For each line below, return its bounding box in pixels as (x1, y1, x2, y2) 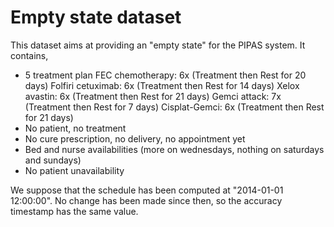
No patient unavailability (24, 164, 125, 176)
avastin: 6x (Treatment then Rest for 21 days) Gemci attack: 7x (24, 90, 282, 102)
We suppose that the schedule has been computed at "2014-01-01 (10, 184, 284, 196)
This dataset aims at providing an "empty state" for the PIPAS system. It (10, 39, 306, 51)
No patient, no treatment (24, 122, 127, 134)
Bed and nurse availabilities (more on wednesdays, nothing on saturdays (24, 143, 325, 155)
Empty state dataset (10, 6, 182, 29)
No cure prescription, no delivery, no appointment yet (24, 132, 246, 145)
